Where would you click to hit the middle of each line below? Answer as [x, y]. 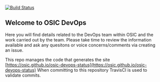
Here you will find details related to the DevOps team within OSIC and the [79, 35]
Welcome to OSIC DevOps [46, 23]
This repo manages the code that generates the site [58, 60]
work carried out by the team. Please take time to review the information [78, 40]
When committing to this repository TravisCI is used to [92, 70]
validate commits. [23, 75]
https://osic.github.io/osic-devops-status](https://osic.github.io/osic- [77, 65]
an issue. [14, 50]
